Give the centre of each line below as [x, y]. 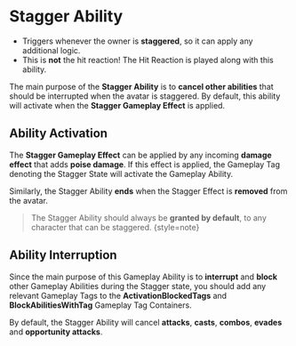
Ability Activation [59, 134]
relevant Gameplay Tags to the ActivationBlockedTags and [118, 295]
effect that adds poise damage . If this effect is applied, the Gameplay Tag [145, 164]
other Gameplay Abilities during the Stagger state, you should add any [138, 286]
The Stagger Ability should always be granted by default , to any [148, 217]
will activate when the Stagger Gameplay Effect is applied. [117, 105]
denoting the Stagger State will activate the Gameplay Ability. [121, 173]
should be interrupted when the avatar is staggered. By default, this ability [145, 96]
